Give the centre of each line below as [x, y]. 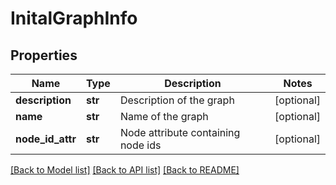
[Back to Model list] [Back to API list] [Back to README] [125, 170]
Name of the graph [164, 116]
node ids [140, 145]
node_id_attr [46, 139]
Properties [44, 55]
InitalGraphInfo [74, 18]
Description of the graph [177, 100]
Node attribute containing [180, 132]
